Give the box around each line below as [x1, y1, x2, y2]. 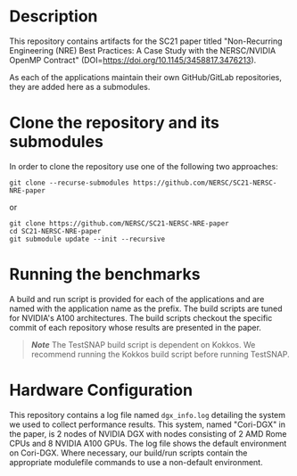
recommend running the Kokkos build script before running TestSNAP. [30, 349, 290, 359]
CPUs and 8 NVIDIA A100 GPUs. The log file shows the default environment [9, 438, 287, 448]
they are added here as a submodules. [9, 81, 151, 92]
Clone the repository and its [9, 113, 220, 133]
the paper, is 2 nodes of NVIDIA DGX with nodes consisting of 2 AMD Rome [9, 428, 287, 439]
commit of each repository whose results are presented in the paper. [9, 322, 261, 332]
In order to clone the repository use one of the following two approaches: [9, 160, 278, 171]
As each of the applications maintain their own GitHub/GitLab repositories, [9, 71, 283, 82]
